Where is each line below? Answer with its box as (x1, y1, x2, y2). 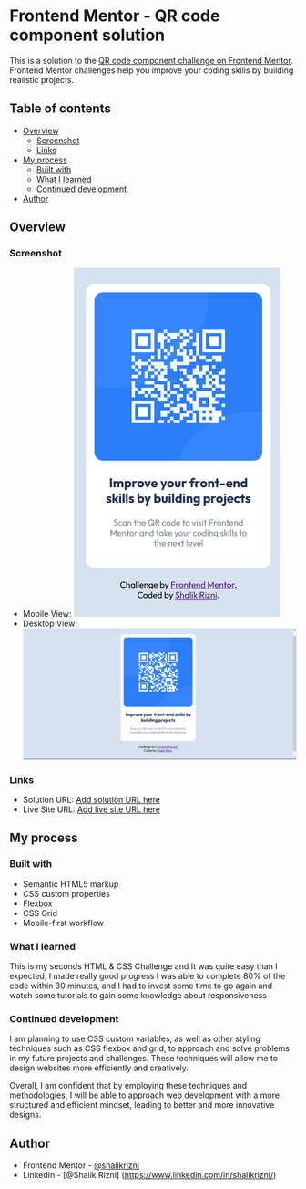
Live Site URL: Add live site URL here (22, 804, 161, 815)
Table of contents (9, 101, 111, 117)
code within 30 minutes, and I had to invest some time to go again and (9, 980, 273, 991)
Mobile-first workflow (22, 917, 105, 928)
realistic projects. (9, 74, 75, 85)
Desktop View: (22, 618, 77, 630)
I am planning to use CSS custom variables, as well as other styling (9, 1033, 261, 1045)
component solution (9, 25, 166, 46)
